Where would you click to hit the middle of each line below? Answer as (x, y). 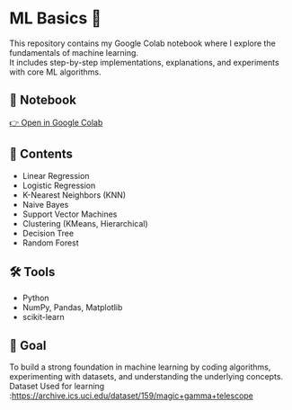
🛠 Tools (32, 272)
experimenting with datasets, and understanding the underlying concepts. (146, 377)
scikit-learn (43, 317)
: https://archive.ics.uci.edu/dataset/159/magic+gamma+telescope (132, 396)
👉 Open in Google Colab (56, 122)
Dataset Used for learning (57, 387)
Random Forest (50, 243)
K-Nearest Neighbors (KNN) (74, 195)
